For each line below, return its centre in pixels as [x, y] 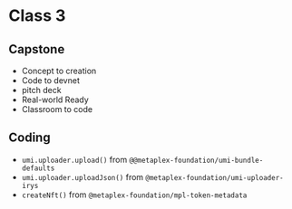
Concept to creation [59, 71]
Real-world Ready [55, 100]
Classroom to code [57, 109]
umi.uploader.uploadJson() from [83, 176]
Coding [29, 138]
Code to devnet [51, 81]
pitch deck [41, 90]
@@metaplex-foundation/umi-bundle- [196, 160]
